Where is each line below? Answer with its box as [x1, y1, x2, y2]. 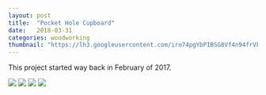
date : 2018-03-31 [8, 26, 73, 34]
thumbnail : [8, 41, 44, 49]
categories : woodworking [8, 33, 90, 42]
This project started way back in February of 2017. [8, 63, 172, 72]
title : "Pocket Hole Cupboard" [8, 19, 115, 27]
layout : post [8, 11, 51, 20]
